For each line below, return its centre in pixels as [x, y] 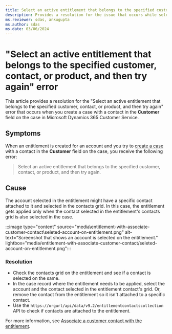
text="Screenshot [24, 237]
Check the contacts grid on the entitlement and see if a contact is [82, 273]
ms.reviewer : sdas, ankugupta [38, 19]
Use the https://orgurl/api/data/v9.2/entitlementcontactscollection [88, 305]
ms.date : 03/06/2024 [27, 29]
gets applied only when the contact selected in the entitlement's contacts [83, 211]
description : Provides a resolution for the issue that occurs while [81, 15]
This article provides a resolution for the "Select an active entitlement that [83, 101]
